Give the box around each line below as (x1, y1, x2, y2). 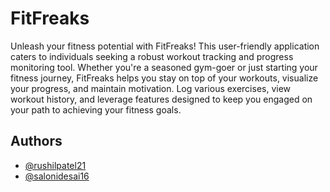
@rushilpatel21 (24, 159, 87, 171)
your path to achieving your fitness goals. (10, 103, 182, 116)
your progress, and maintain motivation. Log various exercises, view (10, 82, 292, 94)
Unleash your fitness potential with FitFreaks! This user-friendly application (10, 40, 320, 52)
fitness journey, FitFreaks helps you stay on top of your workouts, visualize (10, 72, 319, 84)
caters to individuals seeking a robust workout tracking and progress (10, 50, 294, 62)
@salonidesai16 (24, 170, 90, 182)
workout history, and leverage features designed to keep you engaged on (10, 93, 313, 105)
